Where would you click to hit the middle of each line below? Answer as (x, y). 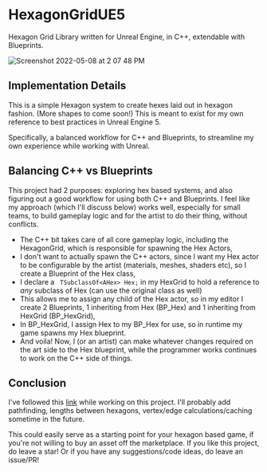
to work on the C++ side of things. (76, 358)
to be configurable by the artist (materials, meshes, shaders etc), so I (133, 265)
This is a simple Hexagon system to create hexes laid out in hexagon (121, 104)
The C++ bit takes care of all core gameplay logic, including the (124, 239)
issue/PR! (24, 460)
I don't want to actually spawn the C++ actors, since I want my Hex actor (139, 256)
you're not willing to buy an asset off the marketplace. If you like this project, (134, 443)
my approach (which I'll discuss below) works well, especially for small (124, 207)
